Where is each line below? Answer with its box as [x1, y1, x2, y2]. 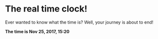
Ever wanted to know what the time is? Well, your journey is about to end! [5, 19, 154, 25]
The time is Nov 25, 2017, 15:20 [5, 28, 70, 34]
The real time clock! [5, 3, 87, 14]
